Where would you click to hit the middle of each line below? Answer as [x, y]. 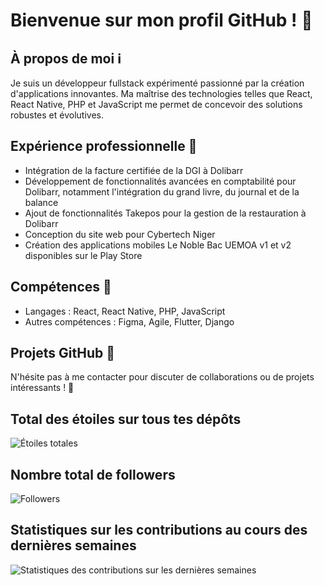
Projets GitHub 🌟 [62, 353]
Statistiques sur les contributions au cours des [159, 530]
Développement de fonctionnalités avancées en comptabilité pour [160, 181]
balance [41, 202]
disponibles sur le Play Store [83, 255]
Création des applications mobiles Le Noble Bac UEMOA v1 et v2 [158, 245]
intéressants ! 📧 [42, 388]
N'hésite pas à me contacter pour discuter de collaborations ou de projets [162, 377]
